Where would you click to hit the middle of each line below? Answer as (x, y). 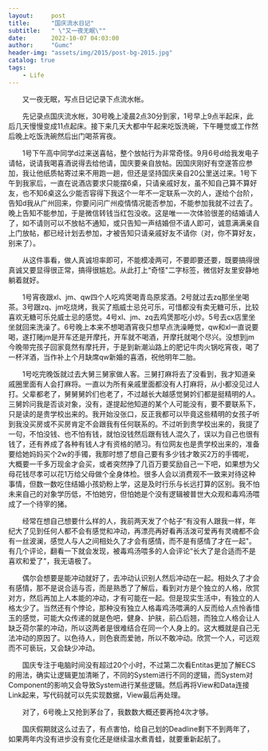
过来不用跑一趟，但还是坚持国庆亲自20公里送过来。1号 (161, 173)
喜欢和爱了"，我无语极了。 (52, 561)
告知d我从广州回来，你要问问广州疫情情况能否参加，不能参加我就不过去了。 (133, 203)
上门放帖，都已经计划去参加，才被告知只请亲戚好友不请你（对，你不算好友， (134, 233)
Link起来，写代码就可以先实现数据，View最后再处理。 (97, 695)
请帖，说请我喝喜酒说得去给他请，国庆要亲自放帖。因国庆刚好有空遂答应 (127, 163)
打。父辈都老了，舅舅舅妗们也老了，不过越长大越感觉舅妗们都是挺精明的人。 (134, 393)
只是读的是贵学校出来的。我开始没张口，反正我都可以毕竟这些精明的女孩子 (130, 413)
